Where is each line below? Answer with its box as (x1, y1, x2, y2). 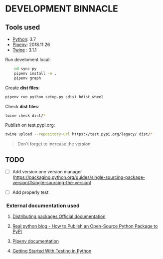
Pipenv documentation (12, 238, 59, 244)
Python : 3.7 (12, 36, 36, 42)
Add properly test (12, 189, 49, 195)
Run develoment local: (5, 57, 51, 63)
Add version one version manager (12, 169, 82, 175)
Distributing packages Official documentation (12, 213, 106, 219)
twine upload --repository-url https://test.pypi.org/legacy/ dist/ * (5, 132, 153, 137)
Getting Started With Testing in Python (12, 248, 92, 254)
